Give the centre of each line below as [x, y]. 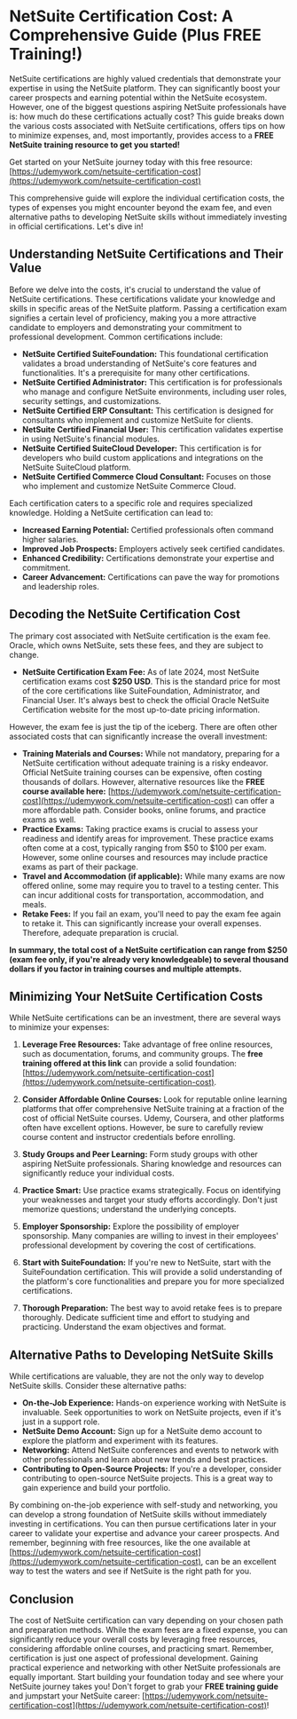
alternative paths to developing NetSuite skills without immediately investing [148, 217]
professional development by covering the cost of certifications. [139, 1246]
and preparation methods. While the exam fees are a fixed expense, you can [148, 1630]
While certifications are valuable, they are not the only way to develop [137, 1376]
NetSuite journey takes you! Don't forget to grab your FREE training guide [144, 1686]
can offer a [254, 800]
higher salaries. [50, 539]
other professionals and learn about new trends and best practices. [145, 1460]
